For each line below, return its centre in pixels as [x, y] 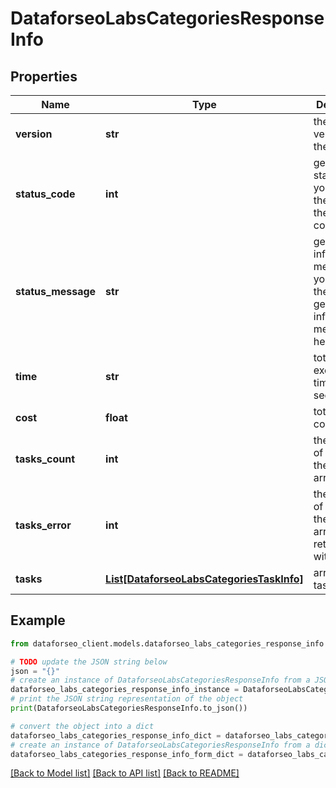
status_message [56, 291]
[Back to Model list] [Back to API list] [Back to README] [125, 773]
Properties [44, 76]
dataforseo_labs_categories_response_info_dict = [116, 735]
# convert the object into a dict [82, 726]
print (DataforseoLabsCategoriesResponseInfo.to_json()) [129, 708]
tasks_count [45, 459]
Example [38, 620]
